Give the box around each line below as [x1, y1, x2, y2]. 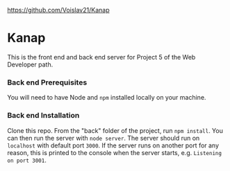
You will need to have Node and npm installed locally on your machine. [7, 93, 206, 102]
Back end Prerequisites [7, 78, 88, 87]
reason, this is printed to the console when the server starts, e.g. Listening [7, 148, 222, 156]
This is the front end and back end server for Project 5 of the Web [7, 53, 196, 61]
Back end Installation [7, 111, 80, 120]
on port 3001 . [7, 156, 47, 164]
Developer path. [7, 60, 54, 69]
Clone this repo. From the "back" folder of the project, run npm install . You [7, 126, 224, 134]
